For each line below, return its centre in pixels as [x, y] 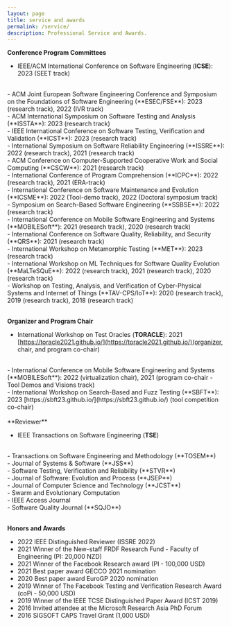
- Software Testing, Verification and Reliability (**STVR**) [91, 471]
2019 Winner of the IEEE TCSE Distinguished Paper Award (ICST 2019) [118, 601]
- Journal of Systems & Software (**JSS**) [70, 463]
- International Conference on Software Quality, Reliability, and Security [109, 234]
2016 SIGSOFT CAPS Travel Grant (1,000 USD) [84, 616]
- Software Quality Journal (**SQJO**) [64, 507]
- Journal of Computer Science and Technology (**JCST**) [94, 485]
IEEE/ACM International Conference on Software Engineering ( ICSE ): [115, 66]
